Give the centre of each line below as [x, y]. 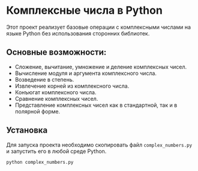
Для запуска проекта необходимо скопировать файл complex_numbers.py [99, 145]
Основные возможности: [56, 52]
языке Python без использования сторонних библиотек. [78, 33]
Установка [27, 130]
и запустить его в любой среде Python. [56, 151]
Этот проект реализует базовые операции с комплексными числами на [98, 27]
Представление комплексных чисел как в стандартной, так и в [96, 105]
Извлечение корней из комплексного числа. [72, 86]
